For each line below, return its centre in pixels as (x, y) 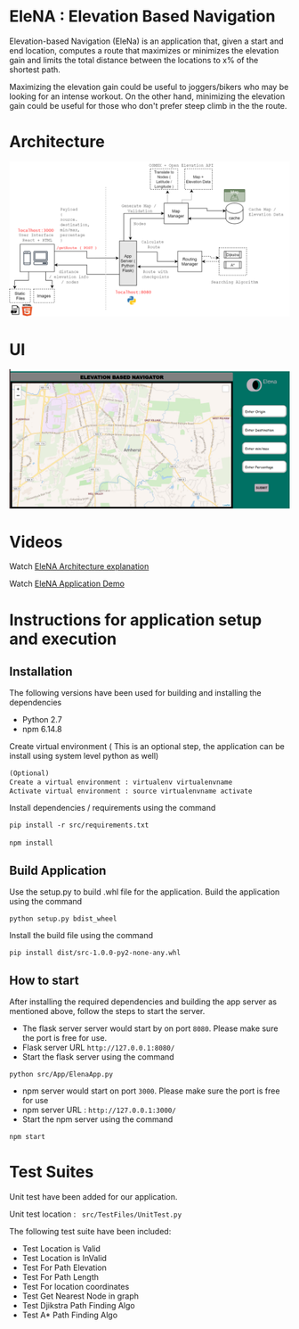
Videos (36, 542)
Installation (41, 671)
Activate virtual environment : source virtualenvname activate (131, 791)
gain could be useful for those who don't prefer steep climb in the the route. (148, 105)
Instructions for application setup (136, 619)
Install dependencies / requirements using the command (113, 808)
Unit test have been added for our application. (93, 1196)
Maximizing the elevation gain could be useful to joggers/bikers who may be (149, 87)
